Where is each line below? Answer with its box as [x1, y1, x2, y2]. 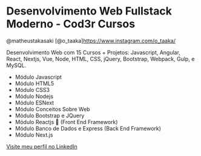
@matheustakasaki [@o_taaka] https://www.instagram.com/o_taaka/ [6, 37, 176, 44]
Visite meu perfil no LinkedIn [6, 143, 77, 150]
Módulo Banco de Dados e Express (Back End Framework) [15, 125, 162, 132]
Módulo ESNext [15, 99, 54, 106]
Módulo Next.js [15, 131, 53, 138]
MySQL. [6, 62, 27, 69]
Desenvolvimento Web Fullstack [6, 4, 173, 18]
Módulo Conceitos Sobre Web [15, 105, 90, 112]
